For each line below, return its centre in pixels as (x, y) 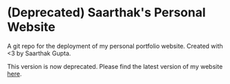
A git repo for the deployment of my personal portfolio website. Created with (115, 46)
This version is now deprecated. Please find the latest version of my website (115, 66)
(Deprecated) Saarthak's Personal (106, 13)
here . (14, 74)
